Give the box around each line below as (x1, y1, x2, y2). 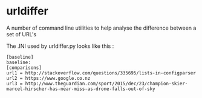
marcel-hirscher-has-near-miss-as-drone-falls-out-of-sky (6, 86, 155, 92)
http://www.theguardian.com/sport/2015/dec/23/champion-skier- (25, 80, 188, 87)
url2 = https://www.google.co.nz (6, 75, 91, 81)
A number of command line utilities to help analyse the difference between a (6, 24, 197, 31)
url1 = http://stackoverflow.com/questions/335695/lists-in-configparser (6, 70, 197, 76)
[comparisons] (6, 65, 42, 71)
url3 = (6, 80, 23, 87)
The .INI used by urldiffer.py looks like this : (6, 42, 114, 50)
